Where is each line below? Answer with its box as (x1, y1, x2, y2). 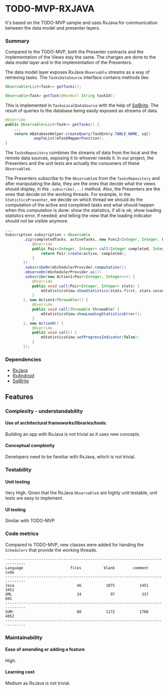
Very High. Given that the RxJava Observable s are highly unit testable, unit (5, 490, 157, 496)
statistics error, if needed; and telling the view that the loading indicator (5, 212, 152, 218)
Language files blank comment (5, 565, 149, 570)
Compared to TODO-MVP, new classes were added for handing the (5, 542, 144, 548)
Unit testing (5, 479, 30, 485)
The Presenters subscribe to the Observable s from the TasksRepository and (5, 175, 160, 181)
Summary (5, 37, 30, 44)
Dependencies (5, 356, 41, 363)
